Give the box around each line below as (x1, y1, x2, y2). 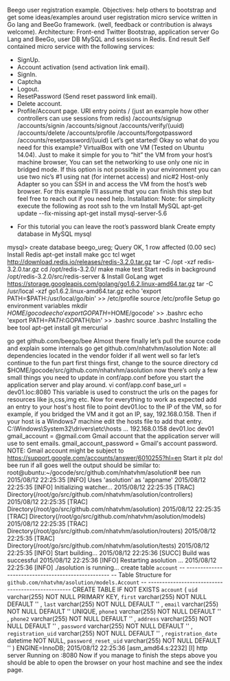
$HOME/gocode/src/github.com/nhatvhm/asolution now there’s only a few (7, 366, 218, 374)
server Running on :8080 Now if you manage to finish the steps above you (7, 651, 218, 659)
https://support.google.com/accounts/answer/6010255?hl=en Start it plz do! (7, 454, 223, 462)
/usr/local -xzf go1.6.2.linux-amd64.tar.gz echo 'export (7, 287, 161, 295)
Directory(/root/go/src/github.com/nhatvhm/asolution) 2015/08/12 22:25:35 (7, 505, 221, 513)
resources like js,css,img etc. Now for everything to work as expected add (7, 396, 218, 403)
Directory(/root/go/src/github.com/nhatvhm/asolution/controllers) (7, 490, 194, 498)
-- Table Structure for (111, 571, 172, 579)
